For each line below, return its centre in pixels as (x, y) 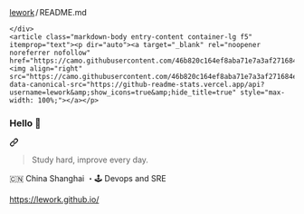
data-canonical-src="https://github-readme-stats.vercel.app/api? (137, 84)
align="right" (56, 69)
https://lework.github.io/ (54, 199)
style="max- (262, 92)
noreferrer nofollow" (50, 53)
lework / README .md (48, 12)
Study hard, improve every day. (90, 160)
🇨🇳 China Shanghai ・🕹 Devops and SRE (88, 179)
